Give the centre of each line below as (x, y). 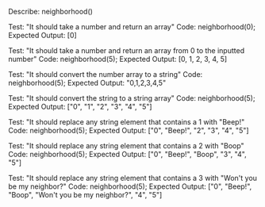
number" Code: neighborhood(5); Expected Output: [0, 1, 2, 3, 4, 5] (118, 59)
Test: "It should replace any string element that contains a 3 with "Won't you (133, 178)
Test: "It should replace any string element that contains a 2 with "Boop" (126, 146)
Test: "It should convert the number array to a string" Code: (106, 74)
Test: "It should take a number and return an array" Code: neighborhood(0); (132, 27)
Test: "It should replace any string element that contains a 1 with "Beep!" (127, 122)
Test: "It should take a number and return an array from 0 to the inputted (126, 50)
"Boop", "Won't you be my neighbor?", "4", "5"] (85, 195)
